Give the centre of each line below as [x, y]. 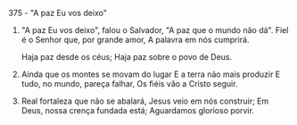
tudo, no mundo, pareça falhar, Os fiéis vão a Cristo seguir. [129, 83]
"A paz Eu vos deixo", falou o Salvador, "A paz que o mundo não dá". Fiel [155, 30]
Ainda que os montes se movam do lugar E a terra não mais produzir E [151, 74]
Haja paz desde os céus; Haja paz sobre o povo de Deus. [127, 57]
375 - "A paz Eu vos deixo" [58, 13]
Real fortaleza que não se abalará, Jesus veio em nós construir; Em [145, 101]
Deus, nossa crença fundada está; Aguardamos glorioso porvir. [138, 110]
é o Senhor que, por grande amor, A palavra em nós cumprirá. [135, 40]
